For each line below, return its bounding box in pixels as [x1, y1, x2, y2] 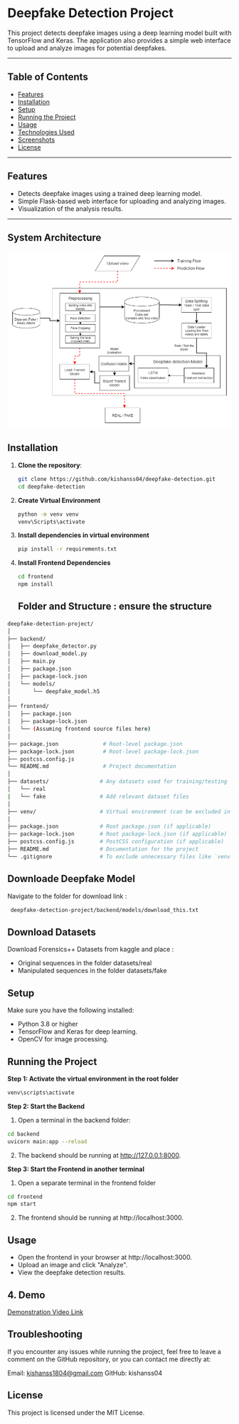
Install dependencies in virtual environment [17, 531, 149, 539]
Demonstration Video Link [7, 1307, 84, 1316]
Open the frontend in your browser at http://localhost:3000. [17, 1253, 192, 1262]
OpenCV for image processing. [17, 1035, 109, 1044]
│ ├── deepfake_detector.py [7, 643, 97, 650]
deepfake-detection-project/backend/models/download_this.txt [10, 906, 199, 913]
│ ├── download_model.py [7, 650, 87, 658]
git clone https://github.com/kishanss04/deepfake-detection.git [17, 475, 216, 482]
